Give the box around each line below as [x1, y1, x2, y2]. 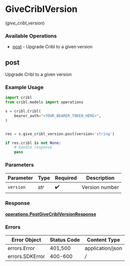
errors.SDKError [7, 253, 45, 260]
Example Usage [5, 84, 44, 91]
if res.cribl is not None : [5, 140, 61, 145]
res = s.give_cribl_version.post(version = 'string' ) [5, 131, 115, 136]
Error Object [11, 237, 41, 244]
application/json [84, 245, 123, 252]
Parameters [5, 161, 34, 168]
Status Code [49, 237, 80, 244]
